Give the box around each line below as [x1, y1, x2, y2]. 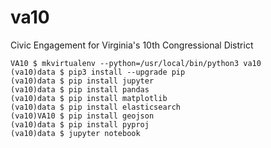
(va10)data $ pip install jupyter [10, 76, 155, 86]
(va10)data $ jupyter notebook [10, 128, 141, 138]
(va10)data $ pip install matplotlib [10, 93, 168, 103]
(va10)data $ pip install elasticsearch [10, 102, 182, 112]
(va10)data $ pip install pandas [10, 84, 150, 95]
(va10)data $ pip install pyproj [10, 119, 150, 130]
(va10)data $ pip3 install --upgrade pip [10, 67, 186, 77]
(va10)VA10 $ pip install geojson [10, 111, 155, 121]
